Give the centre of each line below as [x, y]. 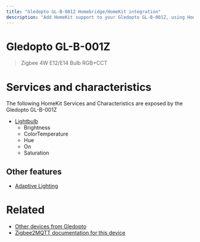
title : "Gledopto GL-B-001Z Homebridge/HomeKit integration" [84, 12]
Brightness [37, 128]
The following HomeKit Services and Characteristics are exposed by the [95, 103]
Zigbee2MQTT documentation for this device [70, 233]
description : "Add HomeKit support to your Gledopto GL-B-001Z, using [96, 17]
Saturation [36, 153]
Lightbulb [26, 121]
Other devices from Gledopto [51, 227]
